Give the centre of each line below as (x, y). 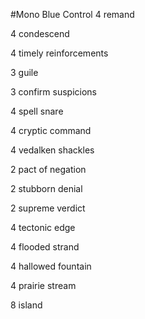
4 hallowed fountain (51, 266)
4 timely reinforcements (59, 53)
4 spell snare (37, 111)
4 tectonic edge (43, 227)
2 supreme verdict (48, 208)
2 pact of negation (48, 169)
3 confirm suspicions (53, 92)
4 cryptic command (51, 130)
